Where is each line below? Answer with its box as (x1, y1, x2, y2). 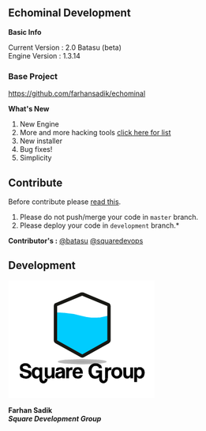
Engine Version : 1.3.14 (8, 51, 81, 60)
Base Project (8, 70, 58, 81)
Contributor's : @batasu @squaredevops (8, 236, 144, 245)
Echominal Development (8, 6, 132, 20)
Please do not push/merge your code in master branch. (19, 212, 199, 221)
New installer (19, 136, 63, 146)
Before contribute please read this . (8, 197, 122, 206)
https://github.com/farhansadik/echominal (8, 89, 146, 98)
